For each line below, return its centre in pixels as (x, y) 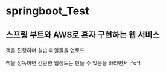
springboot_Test (47, 11)
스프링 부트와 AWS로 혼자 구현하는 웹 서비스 (83, 34)
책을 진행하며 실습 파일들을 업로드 (45, 50)
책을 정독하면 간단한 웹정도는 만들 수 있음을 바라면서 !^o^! (73, 63)
